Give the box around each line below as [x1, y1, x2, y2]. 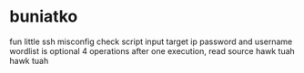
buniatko [9, 6, 78, 27]
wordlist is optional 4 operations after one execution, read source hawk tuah [9, 45, 296, 56]
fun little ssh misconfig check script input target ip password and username [9, 36, 293, 47]
